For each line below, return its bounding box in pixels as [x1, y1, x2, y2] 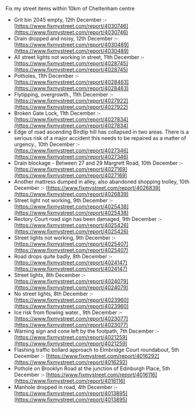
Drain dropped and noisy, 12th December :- [13, 35, 118, 42]
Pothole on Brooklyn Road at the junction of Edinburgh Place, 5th [13, 365, 170, 371]
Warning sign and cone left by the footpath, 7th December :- [13, 328, 159, 335]
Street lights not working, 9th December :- [13, 234, 116, 241]
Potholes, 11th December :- [13, 73, 79, 79]
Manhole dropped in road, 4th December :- [13, 384, 118, 390]
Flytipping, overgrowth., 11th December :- [13, 91, 114, 98]
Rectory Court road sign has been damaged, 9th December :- [13, 216, 162, 222]
